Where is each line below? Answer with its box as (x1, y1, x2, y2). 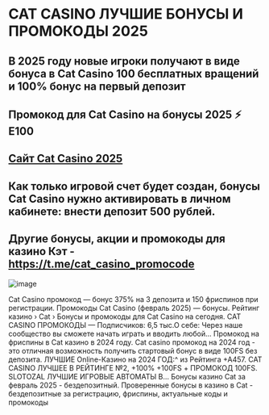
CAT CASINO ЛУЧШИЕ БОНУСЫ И (8, 5, 244, 23)
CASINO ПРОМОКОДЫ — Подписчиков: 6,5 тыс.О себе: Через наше (8, 320, 243, 329)
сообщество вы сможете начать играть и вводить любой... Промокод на (8, 329, 260, 338)
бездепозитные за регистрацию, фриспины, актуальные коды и (8, 388, 228, 398)
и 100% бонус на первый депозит (8, 79, 187, 93)
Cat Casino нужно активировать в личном (8, 191, 231, 206)
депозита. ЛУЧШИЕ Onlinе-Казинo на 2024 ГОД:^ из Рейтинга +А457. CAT (8, 354, 263, 364)
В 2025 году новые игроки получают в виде (8, 54, 240, 68)
